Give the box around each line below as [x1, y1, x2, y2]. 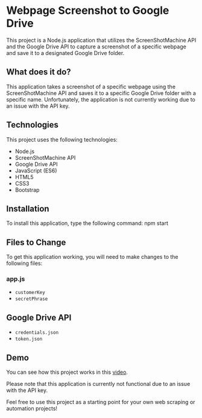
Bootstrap [14, 186, 40, 194]
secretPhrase [14, 296, 48, 302]
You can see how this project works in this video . [6, 368, 128, 376]
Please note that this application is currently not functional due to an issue [6, 380, 191, 388]
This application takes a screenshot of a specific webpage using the [6, 83, 176, 90]
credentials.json [14, 330, 59, 336]
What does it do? [6, 67, 71, 77]
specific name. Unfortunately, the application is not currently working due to [6, 96, 196, 103]
